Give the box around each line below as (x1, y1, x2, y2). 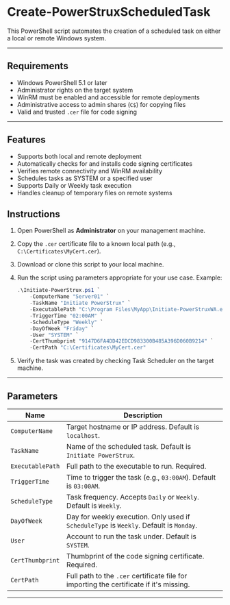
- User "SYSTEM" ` (29, 332, 79, 338)
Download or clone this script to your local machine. (16, 260, 164, 269)
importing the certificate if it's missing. (66, 580, 190, 589)
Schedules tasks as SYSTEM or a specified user (16, 174, 153, 182)
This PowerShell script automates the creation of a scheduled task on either (7, 27, 221, 35)
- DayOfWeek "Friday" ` (29, 325, 94, 332)
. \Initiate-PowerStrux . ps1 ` (16, 287, 101, 294)
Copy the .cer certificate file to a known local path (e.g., (16, 240, 176, 248)
